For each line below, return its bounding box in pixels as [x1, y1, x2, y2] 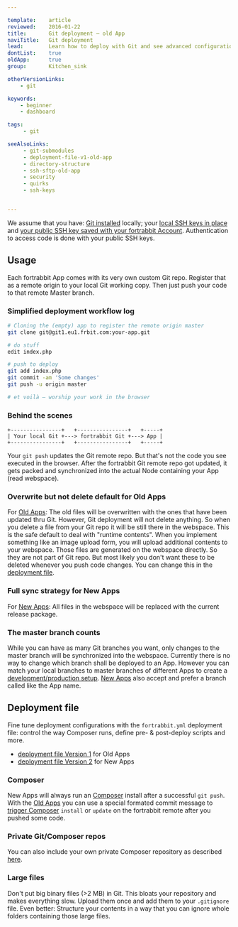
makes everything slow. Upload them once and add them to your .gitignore [7, 896, 229, 905]
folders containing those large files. [7, 911, 111, 920]
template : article [7, 16, 72, 23]
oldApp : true [7, 56, 62, 64]
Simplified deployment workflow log [7, 306, 135, 316]
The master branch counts [7, 627, 101, 637]
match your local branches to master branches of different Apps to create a [7, 666, 228, 675]
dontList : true [7, 50, 62, 57]
